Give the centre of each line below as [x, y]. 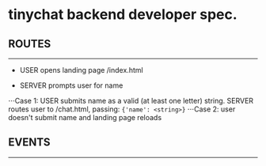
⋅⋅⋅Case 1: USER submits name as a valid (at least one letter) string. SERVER [131, 101]
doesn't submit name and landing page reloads [85, 117]
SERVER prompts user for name [71, 85]
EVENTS [29, 143]
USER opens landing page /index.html [82, 70]
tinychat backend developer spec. [123, 15]
